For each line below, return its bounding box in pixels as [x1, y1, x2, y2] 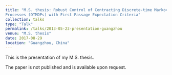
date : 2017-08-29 [5, 36, 42, 41]
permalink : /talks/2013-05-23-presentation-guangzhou [5, 26, 123, 31]
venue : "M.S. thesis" [5, 31, 52, 36]
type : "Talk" [5, 21, 33, 27]
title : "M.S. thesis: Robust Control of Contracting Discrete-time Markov [5, 7, 168, 13]
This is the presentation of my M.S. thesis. [5, 54, 94, 60]
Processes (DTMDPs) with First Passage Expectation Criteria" [5, 12, 141, 17]
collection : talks [5, 17, 45, 22]
